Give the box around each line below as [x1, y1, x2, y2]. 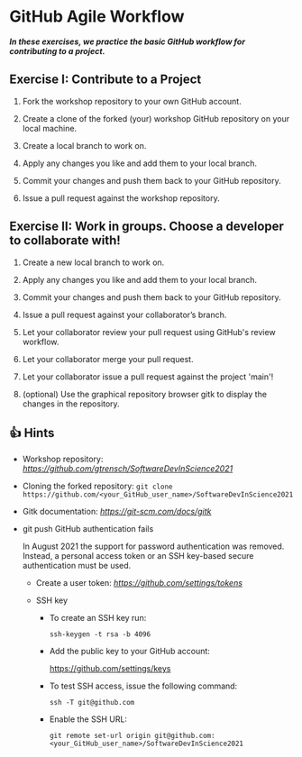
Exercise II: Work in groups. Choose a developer [9, 219, 284, 234]
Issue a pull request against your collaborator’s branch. [22, 309, 227, 320]
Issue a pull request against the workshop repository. [22, 192, 220, 204]
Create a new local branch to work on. [22, 257, 165, 268]
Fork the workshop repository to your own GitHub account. [22, 96, 242, 106]
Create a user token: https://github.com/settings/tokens [35, 578, 243, 588]
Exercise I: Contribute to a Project [9, 72, 202, 87]
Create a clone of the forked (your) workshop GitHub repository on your [22, 113, 290, 123]
